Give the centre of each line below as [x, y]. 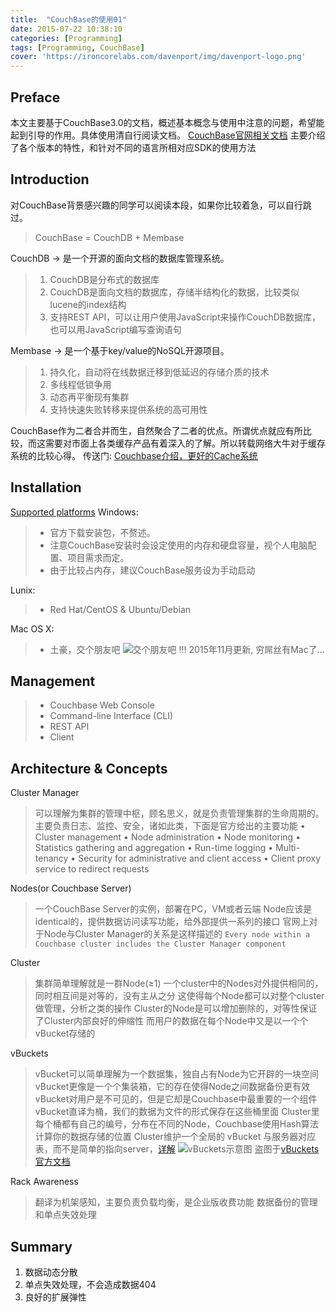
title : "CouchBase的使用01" [69, 19]
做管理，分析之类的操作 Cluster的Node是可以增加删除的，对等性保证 [176, 1008]
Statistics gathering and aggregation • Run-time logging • [154, 848]
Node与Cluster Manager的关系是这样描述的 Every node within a [177, 934]
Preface [35, 97]
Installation [46, 487]
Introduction [50, 179]
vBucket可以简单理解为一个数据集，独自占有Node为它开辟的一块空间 [176, 1074]
